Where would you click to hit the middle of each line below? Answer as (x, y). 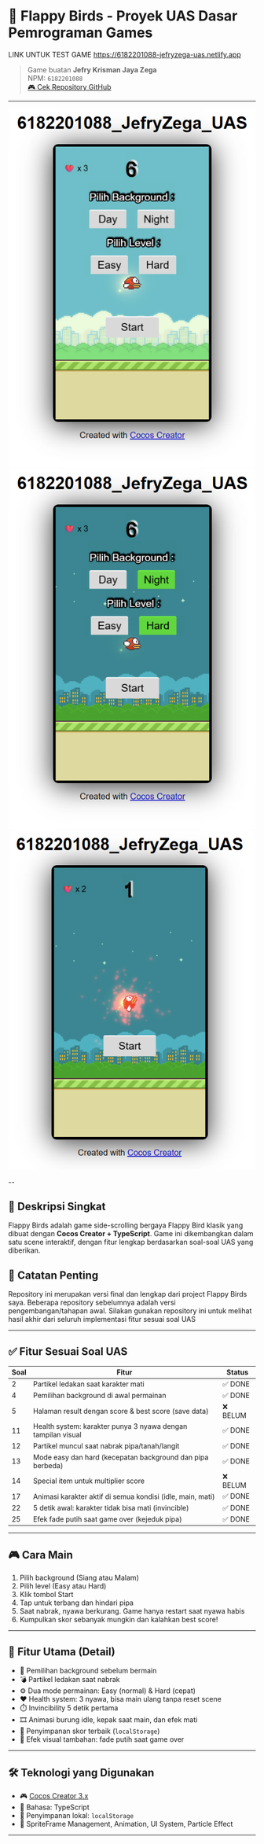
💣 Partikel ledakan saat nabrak (70, 1680)
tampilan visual (57, 1435)
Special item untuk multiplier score (89, 1481)
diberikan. (24, 1250)
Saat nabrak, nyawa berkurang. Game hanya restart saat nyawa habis (132, 1611)
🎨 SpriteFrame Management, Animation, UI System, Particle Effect (126, 1824)
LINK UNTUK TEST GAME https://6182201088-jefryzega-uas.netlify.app (125, 54)
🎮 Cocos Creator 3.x (54, 1795)
